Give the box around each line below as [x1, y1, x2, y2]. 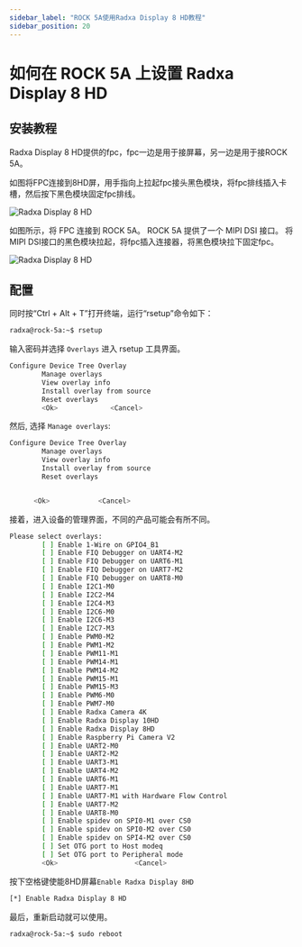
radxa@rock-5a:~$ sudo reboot [9, 929, 124, 938]
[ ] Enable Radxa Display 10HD [41, 715, 160, 725]
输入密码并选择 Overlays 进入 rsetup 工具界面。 [9, 343, 186, 354]
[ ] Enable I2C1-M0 [41, 582, 115, 591]
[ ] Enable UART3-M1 [41, 758, 119, 767]
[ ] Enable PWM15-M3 [41, 682, 119, 692]
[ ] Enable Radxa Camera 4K [41, 708, 147, 717]
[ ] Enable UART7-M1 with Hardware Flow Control [41, 791, 228, 800]
